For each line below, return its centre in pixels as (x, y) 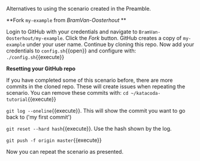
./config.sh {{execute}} (35, 57)
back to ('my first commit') (39, 117)
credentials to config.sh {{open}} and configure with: (71, 51)
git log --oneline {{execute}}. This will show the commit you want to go (96, 111)
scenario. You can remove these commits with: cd (67, 93)
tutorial (17, 100)
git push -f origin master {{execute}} (54, 140)
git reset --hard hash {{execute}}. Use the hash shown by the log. (89, 129)
